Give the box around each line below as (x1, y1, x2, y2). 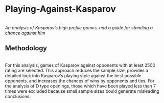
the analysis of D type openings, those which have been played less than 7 (5, 83, 156, 89)
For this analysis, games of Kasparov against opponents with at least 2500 (5, 62, 156, 68)
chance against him (5, 30, 46, 36)
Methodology (5, 44, 47, 52)
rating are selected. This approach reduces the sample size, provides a (5, 67, 148, 73)
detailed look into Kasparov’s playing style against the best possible (5, 72, 142, 79)
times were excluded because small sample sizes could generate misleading (5, 88, 160, 94)
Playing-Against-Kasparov (5, 3, 116, 15)
